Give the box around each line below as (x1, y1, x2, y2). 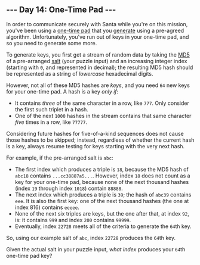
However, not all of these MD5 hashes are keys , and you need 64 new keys (6, 82, 190, 89)
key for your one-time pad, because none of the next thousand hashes (14, 178, 189, 185)
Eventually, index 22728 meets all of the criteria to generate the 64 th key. (14, 223, 192, 230)
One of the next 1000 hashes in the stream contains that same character (14, 112, 192, 119)
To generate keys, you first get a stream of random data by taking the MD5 (6, 51, 190, 58)
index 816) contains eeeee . (14, 204, 79, 211)
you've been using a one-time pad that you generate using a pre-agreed (6, 27, 184, 34)
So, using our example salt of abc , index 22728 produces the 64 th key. (6, 234, 176, 241)
